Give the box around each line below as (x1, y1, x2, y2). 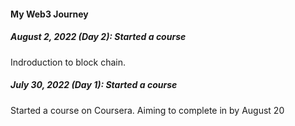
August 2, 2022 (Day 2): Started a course (10, 31, 187, 43)
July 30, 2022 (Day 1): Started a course (10, 79, 178, 91)
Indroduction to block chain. (10, 56, 127, 68)
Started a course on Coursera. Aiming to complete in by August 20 (10, 104, 285, 116)
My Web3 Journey (10, 8, 89, 20)
